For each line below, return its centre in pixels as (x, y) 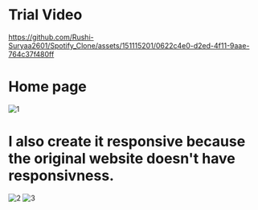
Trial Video (45, 15)
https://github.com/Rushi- (51, 37)
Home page (47, 87)
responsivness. (61, 176)
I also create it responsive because (127, 142)
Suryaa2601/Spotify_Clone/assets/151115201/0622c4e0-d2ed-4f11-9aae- (129, 45)
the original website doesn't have (122, 159)
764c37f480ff (31, 54)
